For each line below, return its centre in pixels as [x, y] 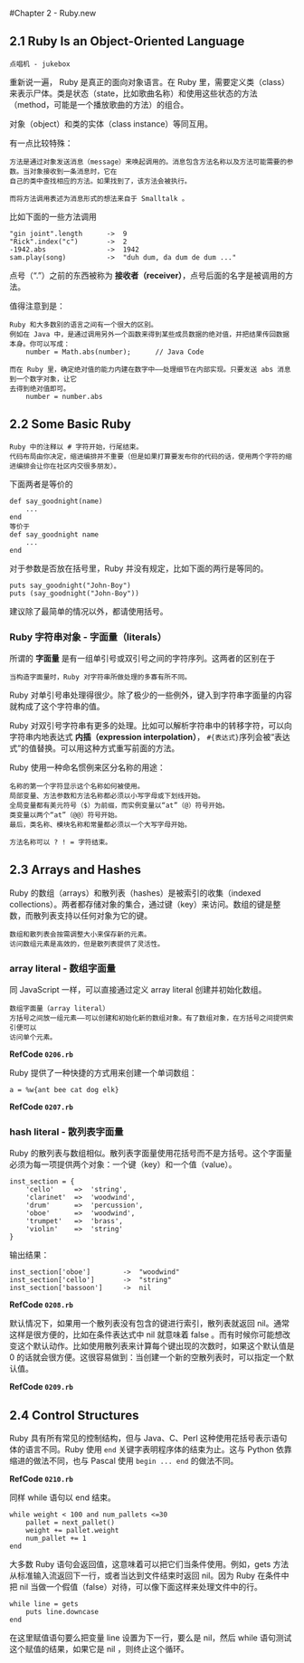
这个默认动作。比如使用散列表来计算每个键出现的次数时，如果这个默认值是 [156, 1346]
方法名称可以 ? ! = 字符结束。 [61, 842]
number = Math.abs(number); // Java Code [115, 352]
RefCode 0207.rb [42, 1107]
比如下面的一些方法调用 [53, 216]
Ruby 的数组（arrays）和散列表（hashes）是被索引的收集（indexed [135, 893]
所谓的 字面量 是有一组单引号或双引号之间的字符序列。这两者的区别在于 [142, 658]
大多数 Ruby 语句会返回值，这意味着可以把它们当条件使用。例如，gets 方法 [149, 1564]
